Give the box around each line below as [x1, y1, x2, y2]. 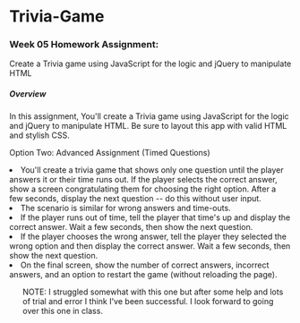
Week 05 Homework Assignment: [9, 38, 159, 51]
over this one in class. [21, 306, 103, 317]
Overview [9, 89, 47, 99]
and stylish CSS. [9, 130, 70, 140]
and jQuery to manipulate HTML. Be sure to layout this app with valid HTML [9, 121, 287, 132]
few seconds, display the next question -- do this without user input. [9, 193, 261, 204]
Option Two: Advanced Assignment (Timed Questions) [9, 148, 210, 158]
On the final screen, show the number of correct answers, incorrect [21, 259, 270, 270]
